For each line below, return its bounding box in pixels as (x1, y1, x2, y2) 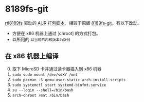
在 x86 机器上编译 (5, 52, 59, 60)
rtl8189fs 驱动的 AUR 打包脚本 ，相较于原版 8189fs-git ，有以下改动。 (5, 20, 142, 26)
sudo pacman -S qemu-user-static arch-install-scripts (12, 77, 126, 82)
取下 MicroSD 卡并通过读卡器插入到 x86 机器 (12, 66, 102, 71)
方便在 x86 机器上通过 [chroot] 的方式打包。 (12, 30, 101, 36)
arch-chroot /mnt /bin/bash (12, 93, 69, 98)
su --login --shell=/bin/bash (12, 87, 74, 93)
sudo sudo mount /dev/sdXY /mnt (12, 72, 78, 77)
